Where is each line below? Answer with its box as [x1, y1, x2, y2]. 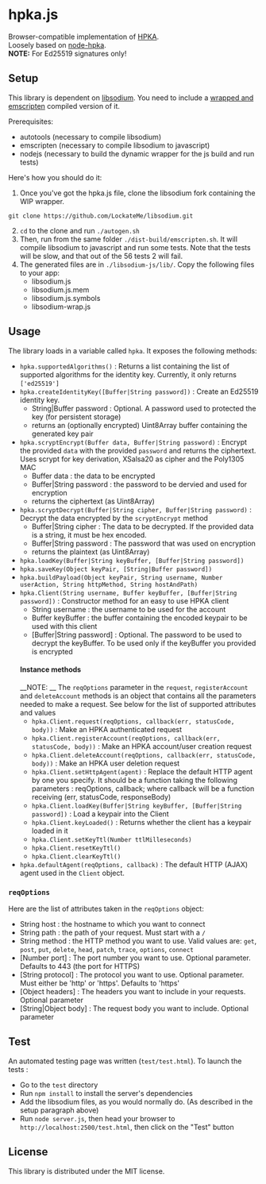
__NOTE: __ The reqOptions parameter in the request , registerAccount [19, 682, 249, 692]
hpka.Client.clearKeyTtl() [31, 852, 121, 861]
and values [19, 708, 56, 717]
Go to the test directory [19, 1080, 98, 1090]
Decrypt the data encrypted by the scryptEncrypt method [19, 513, 209, 523]
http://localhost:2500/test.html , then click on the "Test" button [19, 1122, 234, 1132]
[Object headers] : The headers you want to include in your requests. [19, 987, 246, 997]
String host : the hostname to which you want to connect [19, 920, 206, 929]
